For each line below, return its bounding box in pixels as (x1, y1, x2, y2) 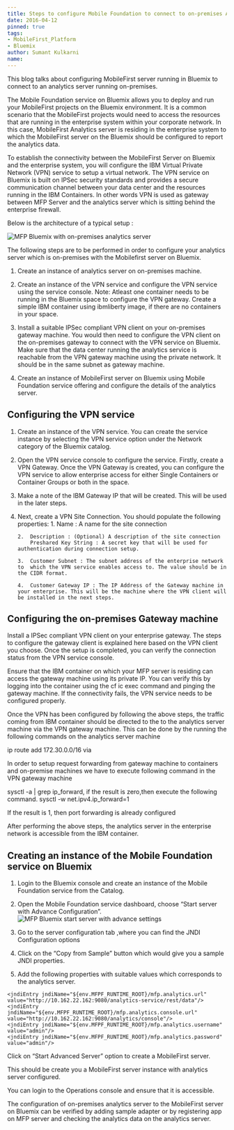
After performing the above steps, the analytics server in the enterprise (7, 822, 212, 830)
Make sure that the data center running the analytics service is (17, 346, 197, 354)
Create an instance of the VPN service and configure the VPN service (17, 280, 218, 288)
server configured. (7, 1073, 61, 1081)
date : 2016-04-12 (7, 17, 58, 24)
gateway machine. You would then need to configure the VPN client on (17, 330, 221, 339)
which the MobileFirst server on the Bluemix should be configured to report (7, 132, 224, 141)
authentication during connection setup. (17, 545, 139, 552)
